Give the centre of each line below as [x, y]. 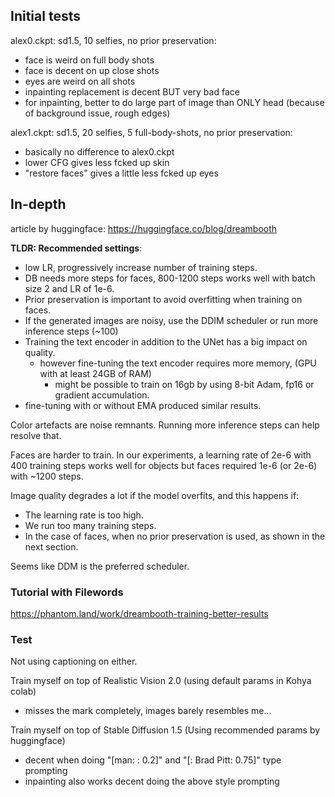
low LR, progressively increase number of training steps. [141, 267]
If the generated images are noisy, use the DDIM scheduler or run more [171, 320]
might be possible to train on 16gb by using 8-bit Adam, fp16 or [184, 384]
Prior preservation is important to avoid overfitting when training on [163, 299]
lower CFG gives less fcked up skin [97, 162]
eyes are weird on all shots [80, 81]
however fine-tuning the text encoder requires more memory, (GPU [178, 363]
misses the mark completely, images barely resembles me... [148, 711]
